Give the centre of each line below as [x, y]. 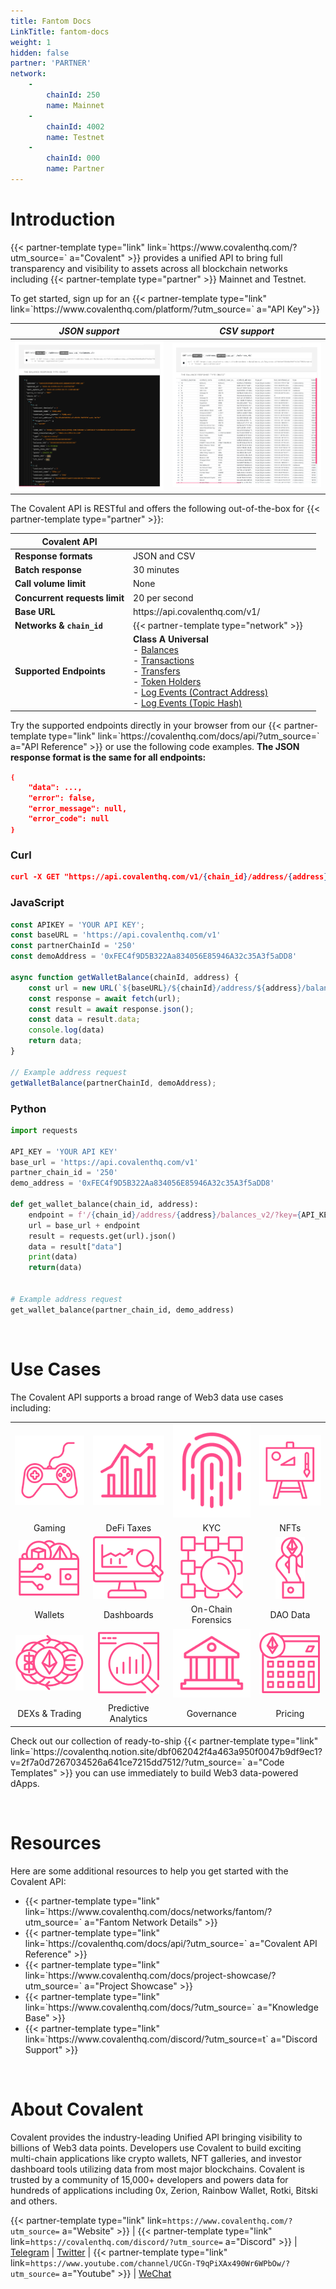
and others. [34, 2201]
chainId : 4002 [75, 126]
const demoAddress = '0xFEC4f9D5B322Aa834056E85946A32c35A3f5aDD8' [154, 956]
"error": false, [62, 798]
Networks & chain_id [58, 626]
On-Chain [211, 1609]
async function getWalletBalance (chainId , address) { [125, 977]
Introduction [63, 219]
